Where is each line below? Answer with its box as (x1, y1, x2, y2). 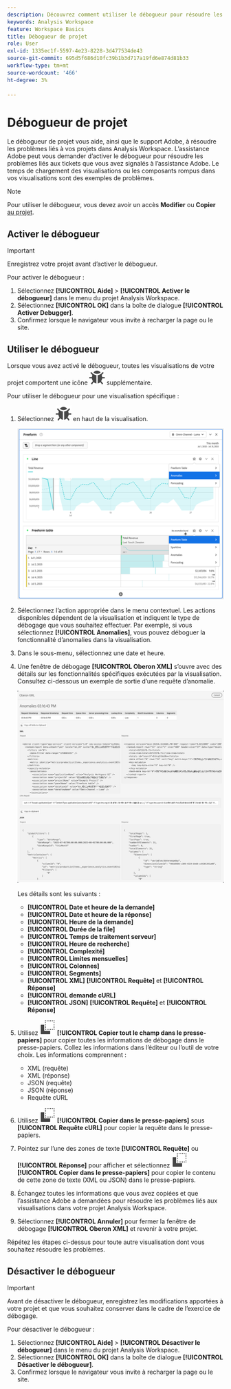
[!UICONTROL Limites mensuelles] (27, 955, 129, 963)
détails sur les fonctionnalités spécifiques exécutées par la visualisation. (16, 670, 222, 678)
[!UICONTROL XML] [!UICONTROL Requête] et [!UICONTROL (27, 977, 204, 985)
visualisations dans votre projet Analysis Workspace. (16, 1204, 167, 1212)
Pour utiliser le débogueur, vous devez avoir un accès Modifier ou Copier (7, 201, 216, 209)
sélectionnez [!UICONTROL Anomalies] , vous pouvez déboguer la (16, 628, 206, 637)
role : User (7, 40, 38, 48)
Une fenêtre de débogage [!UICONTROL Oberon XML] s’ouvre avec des (16, 663, 222, 671)
